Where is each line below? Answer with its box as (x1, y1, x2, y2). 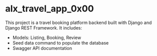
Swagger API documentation (12, 45, 72, 51)
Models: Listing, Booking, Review (12, 34, 82, 40)
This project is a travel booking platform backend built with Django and (5, 19, 152, 25)
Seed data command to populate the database (12, 39, 109, 45)
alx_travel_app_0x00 (5, 3, 94, 14)
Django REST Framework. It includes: (5, 24, 82, 30)
